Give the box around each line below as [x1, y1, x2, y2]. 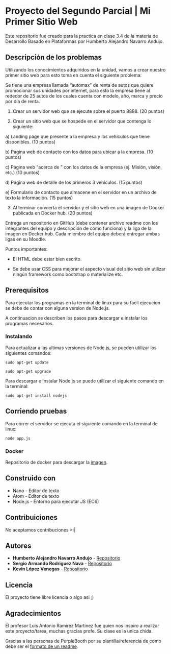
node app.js [5, 435, 31, 441]
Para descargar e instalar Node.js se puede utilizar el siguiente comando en [5, 378, 164, 384]
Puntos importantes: [5, 246, 48, 252]
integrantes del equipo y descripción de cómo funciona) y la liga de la [5, 225, 152, 231]
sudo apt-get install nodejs [5, 393, 67, 398]
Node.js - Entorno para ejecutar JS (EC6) [12, 498, 99, 504]
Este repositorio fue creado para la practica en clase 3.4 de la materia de [5, 33, 158, 39]
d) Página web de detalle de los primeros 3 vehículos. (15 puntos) [5, 179, 142, 185]
